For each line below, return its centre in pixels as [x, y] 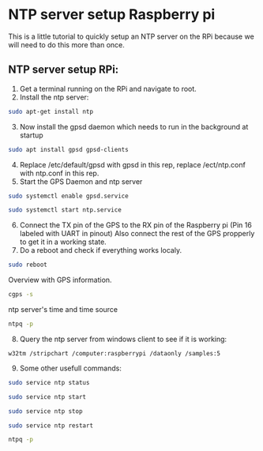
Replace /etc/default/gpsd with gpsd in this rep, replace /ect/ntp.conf [133, 164]
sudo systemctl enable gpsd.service [68, 196]
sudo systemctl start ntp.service [65, 210]
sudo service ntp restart [51, 425]
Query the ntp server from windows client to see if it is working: [123, 339]
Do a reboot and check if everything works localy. [101, 250]
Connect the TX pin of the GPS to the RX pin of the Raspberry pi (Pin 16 [136, 225]
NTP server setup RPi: [64, 70]
